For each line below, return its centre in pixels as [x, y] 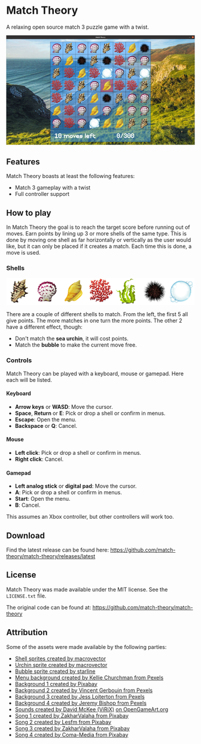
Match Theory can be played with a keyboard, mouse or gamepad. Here [95, 373]
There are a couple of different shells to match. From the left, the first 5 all [97, 314]
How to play [29, 213]
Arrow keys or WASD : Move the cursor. [64, 406]
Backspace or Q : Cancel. [46, 425]
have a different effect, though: [44, 327]
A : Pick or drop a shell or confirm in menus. [68, 492]
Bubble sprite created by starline [55, 671]
